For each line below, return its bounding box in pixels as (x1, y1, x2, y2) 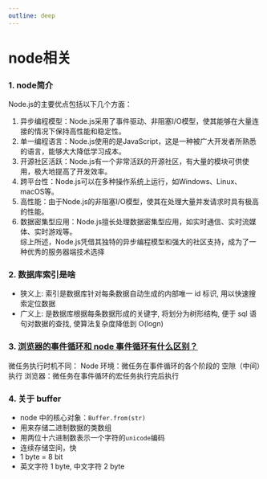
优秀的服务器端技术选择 (26, 247, 105, 257)
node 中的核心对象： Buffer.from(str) (19, 413, 146, 422)
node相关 (8, 49, 71, 67)
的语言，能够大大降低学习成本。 (19, 146, 126, 157)
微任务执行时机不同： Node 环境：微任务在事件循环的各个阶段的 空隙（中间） (8, 361, 261, 371)
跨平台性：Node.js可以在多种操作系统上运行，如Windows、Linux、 (19, 177, 242, 186)
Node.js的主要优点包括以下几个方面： (8, 100, 132, 109)
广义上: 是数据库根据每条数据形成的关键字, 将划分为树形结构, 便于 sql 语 (19, 309, 257, 318)
